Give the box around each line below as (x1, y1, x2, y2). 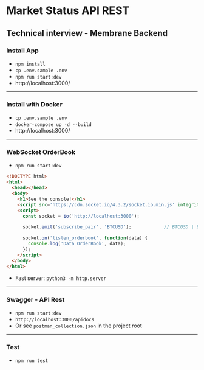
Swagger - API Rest (6, 295, 65, 304)
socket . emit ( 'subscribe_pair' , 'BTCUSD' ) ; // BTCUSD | (22, 224, 194, 230)
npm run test (15, 358, 49, 364)
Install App (6, 46, 39, 55)
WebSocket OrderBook (6, 148, 76, 156)
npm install (15, 61, 46, 67)
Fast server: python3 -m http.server (15, 274, 107, 282)
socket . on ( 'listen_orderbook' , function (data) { (22, 235, 148, 241)
